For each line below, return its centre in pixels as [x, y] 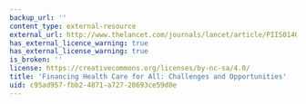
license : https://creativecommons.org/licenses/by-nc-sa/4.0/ [130, 69]
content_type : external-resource [73, 26]
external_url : [36, 34]
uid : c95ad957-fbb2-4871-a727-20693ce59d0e [93, 85]
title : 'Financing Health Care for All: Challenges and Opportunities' [148, 77]
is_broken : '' [36, 60]
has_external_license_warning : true [79, 52]
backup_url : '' [38, 18]
